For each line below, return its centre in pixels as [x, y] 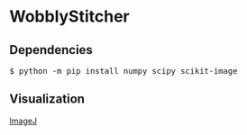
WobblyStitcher [70, 17]
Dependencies [51, 50]
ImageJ [23, 121]
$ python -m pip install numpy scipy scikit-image [123, 71]
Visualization [47, 99]
